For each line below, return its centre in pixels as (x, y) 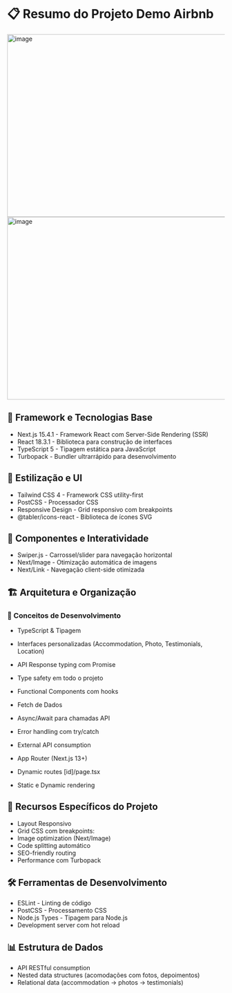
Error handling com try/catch (58, 732)
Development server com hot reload (68, 925)
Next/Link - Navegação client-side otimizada (81, 570)
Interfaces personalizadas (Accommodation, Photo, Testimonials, (110, 644)
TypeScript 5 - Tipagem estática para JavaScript (86, 449)
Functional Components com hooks (68, 692)
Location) (31, 652)
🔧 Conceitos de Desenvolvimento (64, 615)
